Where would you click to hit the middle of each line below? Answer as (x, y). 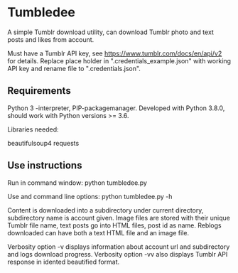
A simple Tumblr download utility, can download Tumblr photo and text (111, 32)
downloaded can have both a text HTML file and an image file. (98, 232)
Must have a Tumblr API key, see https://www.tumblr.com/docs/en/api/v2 (115, 53)
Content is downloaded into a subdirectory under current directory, (106, 210)
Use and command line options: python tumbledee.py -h (90, 196)
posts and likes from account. (51, 39)
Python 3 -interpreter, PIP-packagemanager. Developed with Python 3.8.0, (116, 108)
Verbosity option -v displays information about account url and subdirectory (119, 247)
